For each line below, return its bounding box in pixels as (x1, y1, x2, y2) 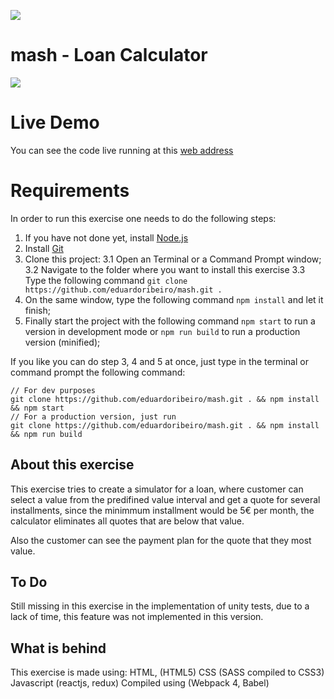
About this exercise (10, 456, 135, 474)
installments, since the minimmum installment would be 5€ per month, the (10, 504, 315, 516)
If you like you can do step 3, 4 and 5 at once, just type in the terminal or (10, 355, 309, 367)
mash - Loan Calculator (10, 44, 208, 67)
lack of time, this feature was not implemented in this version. (10, 611, 264, 623)
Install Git (24, 242, 64, 254)
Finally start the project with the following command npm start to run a (24, 315, 316, 327)
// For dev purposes (10, 385, 97, 395)
